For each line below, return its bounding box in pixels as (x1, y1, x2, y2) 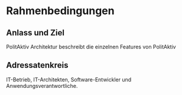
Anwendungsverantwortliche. (6, 82, 78, 89)
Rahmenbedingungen (6, 4, 115, 18)
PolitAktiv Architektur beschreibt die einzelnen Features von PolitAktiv (6, 43, 176, 50)
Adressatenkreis (6, 60, 69, 70)
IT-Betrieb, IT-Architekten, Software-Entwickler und (6, 76, 132, 83)
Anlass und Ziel (6, 28, 65, 38)
